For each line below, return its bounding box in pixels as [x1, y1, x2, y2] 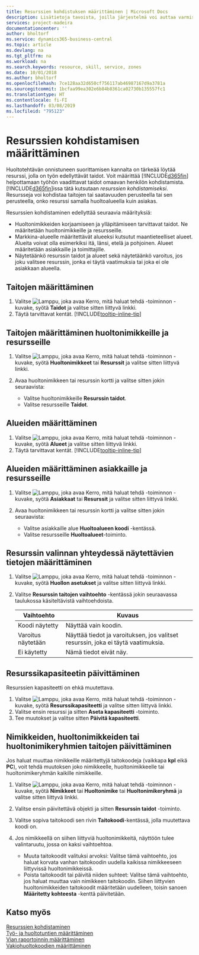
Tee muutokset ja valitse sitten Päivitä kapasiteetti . [14, 714, 140, 722]
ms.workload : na [6, 58, 46, 64]
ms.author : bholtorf [6, 75, 57, 81]
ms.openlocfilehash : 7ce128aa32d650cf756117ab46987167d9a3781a [6, 81, 166, 87]
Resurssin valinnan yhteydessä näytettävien [6, 548, 174, 558]
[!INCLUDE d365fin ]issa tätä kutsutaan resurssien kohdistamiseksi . [6, 185, 168, 192]
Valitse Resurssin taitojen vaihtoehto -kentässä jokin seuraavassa [14, 591, 178, 598]
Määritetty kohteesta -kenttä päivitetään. [23, 890, 126, 897]
